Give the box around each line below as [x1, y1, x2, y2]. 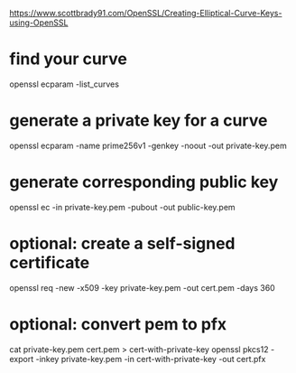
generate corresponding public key [9, 172, 279, 192]
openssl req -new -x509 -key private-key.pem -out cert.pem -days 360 [9, 282, 275, 293]
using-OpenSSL [9, 17, 69, 28]
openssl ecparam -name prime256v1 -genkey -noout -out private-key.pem [9, 140, 287, 151]
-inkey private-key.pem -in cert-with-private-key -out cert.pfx [35, 353, 266, 364]
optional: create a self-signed [9, 234, 236, 254]
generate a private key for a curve [9, 110, 268, 131]
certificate [9, 253, 90, 273]
